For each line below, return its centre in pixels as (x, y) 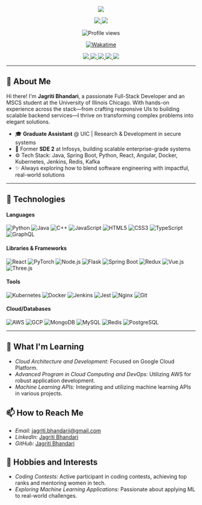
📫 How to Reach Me (45, 413)
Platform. (26, 368)
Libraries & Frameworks (37, 248)
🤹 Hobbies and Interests (52, 463)
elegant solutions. (28, 122)
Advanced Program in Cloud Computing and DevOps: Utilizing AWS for (103, 374)
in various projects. (39, 393)
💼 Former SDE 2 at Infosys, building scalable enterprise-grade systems (103, 149)
